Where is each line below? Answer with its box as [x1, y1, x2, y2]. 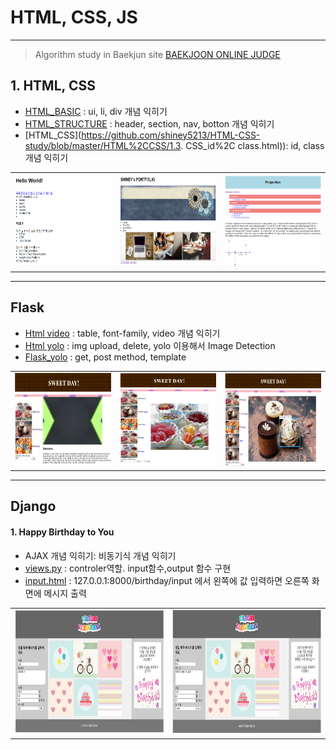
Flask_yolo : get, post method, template [24, 351, 187, 363]
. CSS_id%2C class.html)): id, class [180, 139, 325, 151]
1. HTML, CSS [10, 77, 96, 95]
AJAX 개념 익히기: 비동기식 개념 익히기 [24, 549, 177, 561]
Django [10, 498, 57, 515]
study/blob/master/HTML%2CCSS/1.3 [24, 139, 182, 151]
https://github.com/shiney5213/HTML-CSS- [81, 129, 261, 141]
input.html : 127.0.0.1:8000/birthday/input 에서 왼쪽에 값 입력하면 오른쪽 [24, 574, 310, 586]
